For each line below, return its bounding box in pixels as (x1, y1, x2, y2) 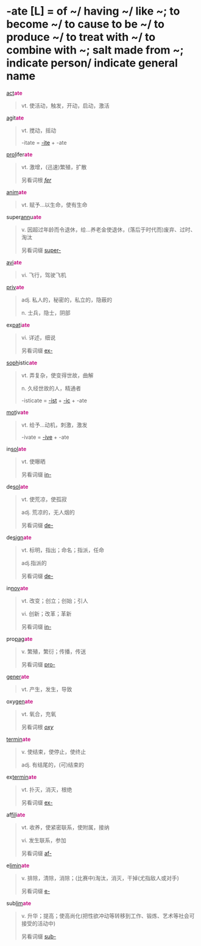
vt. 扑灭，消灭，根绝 (21, 785, 72, 793)
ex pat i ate (6, 321, 30, 328)
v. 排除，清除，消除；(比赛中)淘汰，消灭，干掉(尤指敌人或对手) (21, 874, 180, 881)
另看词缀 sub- (21, 933, 57, 940)
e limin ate (6, 862, 30, 869)
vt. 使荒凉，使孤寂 (21, 496, 67, 503)
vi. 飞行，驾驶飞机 (21, 271, 67, 278)
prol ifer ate (6, 151, 33, 158)
